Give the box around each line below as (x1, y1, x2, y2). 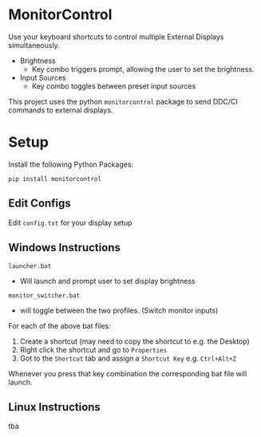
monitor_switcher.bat (8, 291, 81, 300)
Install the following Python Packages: (8, 159, 134, 169)
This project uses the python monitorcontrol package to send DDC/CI (8, 96, 238, 106)
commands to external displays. (8, 105, 113, 115)
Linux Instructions (8, 400, 101, 414)
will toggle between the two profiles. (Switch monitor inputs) (19, 305, 219, 315)
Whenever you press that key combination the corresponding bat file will (8, 368, 247, 378)
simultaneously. (8, 40, 60, 49)
